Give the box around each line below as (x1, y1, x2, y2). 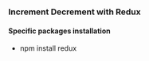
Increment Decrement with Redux (8, 6, 141, 17)
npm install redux (19, 44, 77, 53)
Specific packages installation (8, 26, 111, 36)
